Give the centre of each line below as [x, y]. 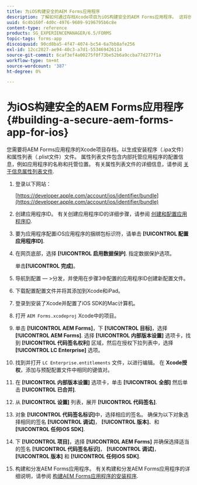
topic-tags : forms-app [34, 39]
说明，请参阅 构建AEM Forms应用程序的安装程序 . [79, 476]
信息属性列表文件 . [33, 172]
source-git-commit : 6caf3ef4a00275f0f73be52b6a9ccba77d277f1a [84, 55]
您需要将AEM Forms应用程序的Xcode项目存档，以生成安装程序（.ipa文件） [97, 149]
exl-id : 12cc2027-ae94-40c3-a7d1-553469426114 [64, 50]
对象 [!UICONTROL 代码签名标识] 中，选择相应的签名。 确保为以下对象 [99, 415]
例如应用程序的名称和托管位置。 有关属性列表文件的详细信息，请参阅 [99, 164]
